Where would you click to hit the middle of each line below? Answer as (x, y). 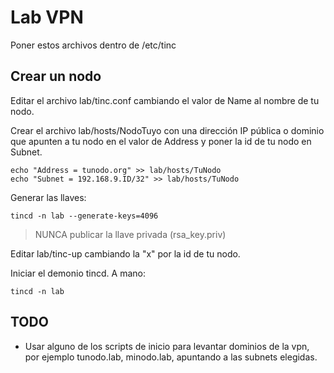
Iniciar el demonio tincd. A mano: (78, 273)
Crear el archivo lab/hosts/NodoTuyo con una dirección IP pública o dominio (167, 130)
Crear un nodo (56, 76)
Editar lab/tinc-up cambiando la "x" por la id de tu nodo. (125, 253)
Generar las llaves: (48, 197)
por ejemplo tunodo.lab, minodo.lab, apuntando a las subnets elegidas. (171, 357)
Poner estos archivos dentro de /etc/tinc (93, 45)
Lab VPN (47, 17)
